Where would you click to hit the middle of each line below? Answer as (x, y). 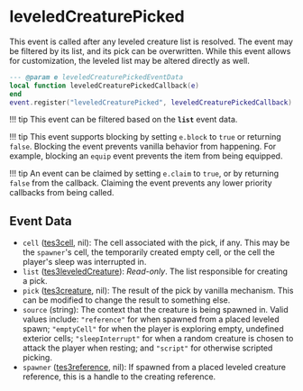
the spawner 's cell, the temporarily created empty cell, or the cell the (148, 252)
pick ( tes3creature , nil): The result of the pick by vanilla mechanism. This (158, 291)
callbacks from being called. (62, 193)
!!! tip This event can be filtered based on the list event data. (124, 120)
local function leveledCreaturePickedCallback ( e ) (105, 86)
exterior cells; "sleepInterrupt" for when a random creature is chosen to (158, 339)
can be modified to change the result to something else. (126, 300)
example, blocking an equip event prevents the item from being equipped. (146, 156)
